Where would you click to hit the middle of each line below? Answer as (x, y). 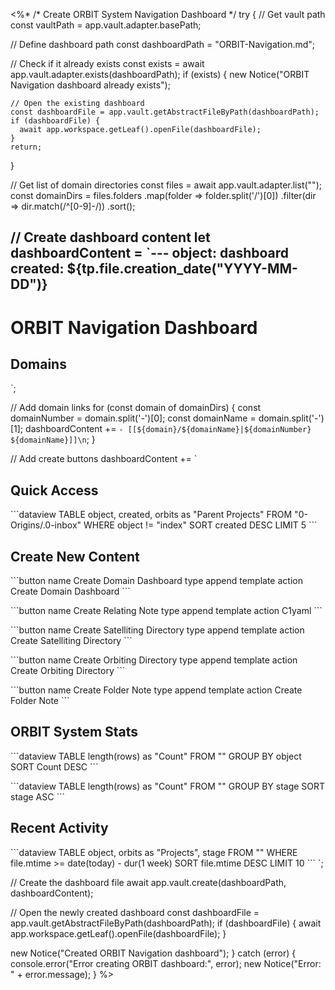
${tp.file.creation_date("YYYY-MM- (182, 269)
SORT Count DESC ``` (54, 766)
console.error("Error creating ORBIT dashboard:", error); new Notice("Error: (166, 963)
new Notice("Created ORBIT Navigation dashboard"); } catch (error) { (153, 953)
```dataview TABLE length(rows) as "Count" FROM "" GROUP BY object (156, 756)
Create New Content (75, 556)
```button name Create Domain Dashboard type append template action (156, 581)
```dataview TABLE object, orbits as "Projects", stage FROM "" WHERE (154, 852)
